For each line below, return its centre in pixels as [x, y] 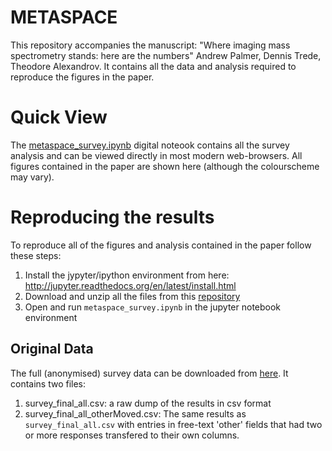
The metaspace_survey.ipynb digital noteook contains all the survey [150, 145]
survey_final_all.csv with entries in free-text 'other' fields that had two [173, 424]
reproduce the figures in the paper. [82, 77]
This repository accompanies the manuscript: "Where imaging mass [150, 45]
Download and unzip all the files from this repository [132, 296]
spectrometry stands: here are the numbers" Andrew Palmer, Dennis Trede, [166, 55]
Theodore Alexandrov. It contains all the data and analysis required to [153, 66]
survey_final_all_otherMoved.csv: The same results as [135, 413]
